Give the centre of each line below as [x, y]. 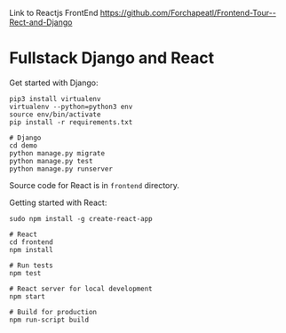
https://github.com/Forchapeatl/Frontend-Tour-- [188, 13]
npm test [25, 273]
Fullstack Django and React [112, 58]
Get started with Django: [54, 83]
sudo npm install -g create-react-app [81, 218]
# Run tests [31, 266]
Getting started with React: [58, 202]
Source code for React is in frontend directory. [95, 185]
